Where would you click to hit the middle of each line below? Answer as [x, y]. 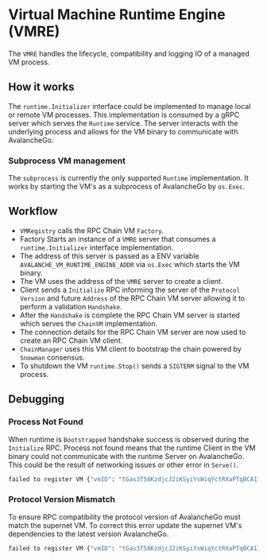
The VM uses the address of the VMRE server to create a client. [121, 281]
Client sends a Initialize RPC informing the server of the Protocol [130, 290]
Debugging [37, 399]
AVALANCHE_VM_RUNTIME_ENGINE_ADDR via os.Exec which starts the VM [130, 264]
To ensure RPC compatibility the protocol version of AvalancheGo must [124, 517]
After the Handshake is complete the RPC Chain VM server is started [130, 315]
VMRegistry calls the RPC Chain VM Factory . [92, 230]
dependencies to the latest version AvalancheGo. [89, 534]
